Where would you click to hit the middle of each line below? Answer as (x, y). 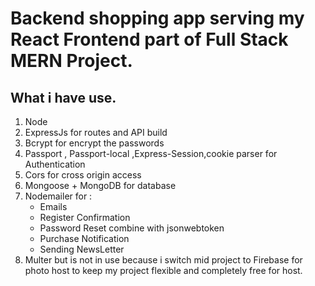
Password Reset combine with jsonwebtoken (132, 228)
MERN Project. (71, 61)
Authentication (55, 164)
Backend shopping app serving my (157, 18)
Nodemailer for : (58, 196)
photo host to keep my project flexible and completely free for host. (163, 270)
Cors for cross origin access (83, 175)
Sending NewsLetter (82, 249)
